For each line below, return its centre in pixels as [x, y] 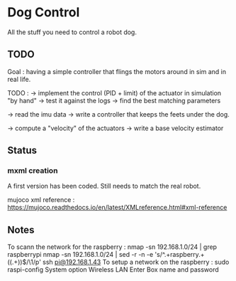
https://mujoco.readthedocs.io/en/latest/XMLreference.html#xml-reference [117, 208]
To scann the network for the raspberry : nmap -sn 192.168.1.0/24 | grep [112, 247]
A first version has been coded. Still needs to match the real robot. [104, 186]
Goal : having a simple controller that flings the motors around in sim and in [117, 71]
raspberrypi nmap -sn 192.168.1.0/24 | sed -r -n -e [80, 255]
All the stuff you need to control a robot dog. [72, 32]
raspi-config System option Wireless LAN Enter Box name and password [113, 270]
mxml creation [33, 171]
